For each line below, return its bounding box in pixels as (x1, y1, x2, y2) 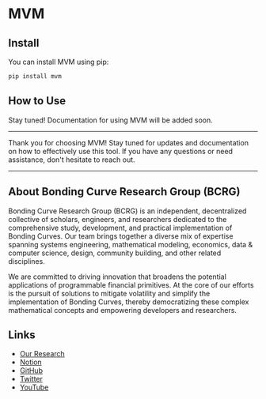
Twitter (19, 375, 44, 384)
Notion (19, 357, 42, 367)
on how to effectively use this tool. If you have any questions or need (8, 146, 234, 156)
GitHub (19, 366, 44, 375)
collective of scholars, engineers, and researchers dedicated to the (8, 214, 227, 224)
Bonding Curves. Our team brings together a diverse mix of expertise (8, 231, 234, 241)
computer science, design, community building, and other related (8, 248, 222, 258)
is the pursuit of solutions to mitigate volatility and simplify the (8, 288, 211, 298)
